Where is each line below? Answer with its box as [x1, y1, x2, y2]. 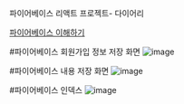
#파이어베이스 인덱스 [9, 85, 83, 95]
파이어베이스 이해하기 [9, 27, 85, 38]
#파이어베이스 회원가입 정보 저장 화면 [9, 46, 140, 57]
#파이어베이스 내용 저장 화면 [9, 66, 110, 76]
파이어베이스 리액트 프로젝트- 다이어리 [9, 8, 145, 18]
